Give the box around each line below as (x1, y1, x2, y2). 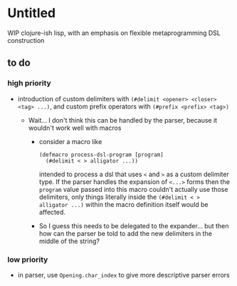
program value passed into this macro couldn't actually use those (38, 185, 228, 193)
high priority (7, 78, 51, 88)
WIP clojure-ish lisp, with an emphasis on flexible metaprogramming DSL (7, 29, 221, 37)
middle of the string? (38, 237, 100, 245)
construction (7, 36, 45, 44)
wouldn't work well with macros (28, 123, 122, 132)
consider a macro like (38, 137, 102, 145)
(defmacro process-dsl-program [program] (38, 151, 164, 158)
